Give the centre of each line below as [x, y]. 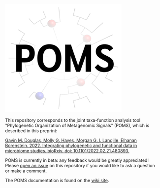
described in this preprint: [31, 131]
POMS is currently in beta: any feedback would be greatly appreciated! [77, 160]
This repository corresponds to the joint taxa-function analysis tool [73, 120]
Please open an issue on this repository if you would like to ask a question [80, 165]
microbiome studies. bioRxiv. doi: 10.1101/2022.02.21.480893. [67, 150]
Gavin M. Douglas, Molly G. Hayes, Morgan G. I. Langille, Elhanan [71, 140]
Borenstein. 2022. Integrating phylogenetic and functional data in [71, 145]
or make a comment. [26, 171]
